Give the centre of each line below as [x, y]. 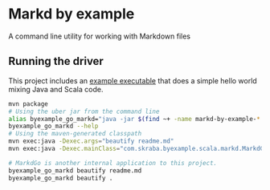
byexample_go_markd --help [53, 126]
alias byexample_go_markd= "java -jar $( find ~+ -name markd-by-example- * [135, 119]
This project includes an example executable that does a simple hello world [133, 80]
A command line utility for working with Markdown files [100, 36]
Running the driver [56, 61]
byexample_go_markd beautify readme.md [75, 170]
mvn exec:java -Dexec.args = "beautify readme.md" [91, 141]
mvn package [28, 104]
